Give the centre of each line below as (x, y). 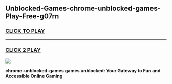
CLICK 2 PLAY (23, 50)
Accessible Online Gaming (34, 76)
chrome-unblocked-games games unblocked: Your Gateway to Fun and (83, 70)
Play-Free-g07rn (32, 17)
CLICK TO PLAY (25, 31)
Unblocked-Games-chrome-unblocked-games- (83, 8)
